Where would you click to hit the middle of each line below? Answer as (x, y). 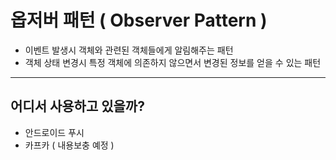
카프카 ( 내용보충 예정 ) (69, 145)
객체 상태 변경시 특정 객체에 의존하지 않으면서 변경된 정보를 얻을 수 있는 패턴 (173, 62)
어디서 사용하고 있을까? (77, 106)
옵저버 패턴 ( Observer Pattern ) (139, 20)
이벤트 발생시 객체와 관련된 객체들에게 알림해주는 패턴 (129, 50)
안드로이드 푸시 (54, 132)
